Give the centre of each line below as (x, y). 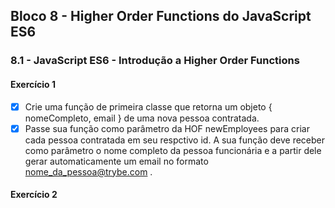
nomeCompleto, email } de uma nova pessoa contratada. (142, 118)
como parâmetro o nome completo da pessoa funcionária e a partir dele (173, 150)
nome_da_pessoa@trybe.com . (88, 171)
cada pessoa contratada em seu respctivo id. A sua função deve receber (175, 140)
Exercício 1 (33, 84)
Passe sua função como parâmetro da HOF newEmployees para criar (167, 128)
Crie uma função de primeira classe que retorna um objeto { (148, 106)
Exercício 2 (34, 195)
